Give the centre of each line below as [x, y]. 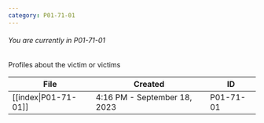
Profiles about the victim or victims [64, 64]
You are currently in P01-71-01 [57, 41]
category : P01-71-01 [42, 15]
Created [149, 84]
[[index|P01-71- [44, 97]
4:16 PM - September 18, [144, 97]
